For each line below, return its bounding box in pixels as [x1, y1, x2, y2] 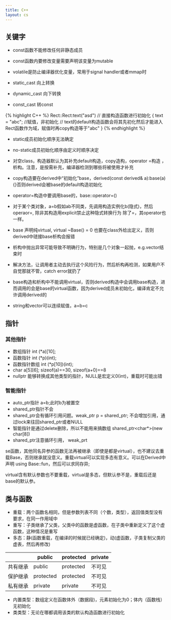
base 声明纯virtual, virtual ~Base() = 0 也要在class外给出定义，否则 [12, 227, 154, 233]
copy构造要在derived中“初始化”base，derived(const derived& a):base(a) [12, 175, 166, 181]
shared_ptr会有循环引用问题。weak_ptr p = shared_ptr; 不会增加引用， [12, 412, 161, 419]
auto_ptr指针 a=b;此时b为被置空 [12, 400, 80, 406]
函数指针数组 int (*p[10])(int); [12, 361, 74, 367]
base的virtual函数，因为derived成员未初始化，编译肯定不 [39, 285, 160, 292]
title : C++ [5, 7, 29, 13]
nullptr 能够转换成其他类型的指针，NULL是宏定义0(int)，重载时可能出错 [12, 373, 162, 379]
